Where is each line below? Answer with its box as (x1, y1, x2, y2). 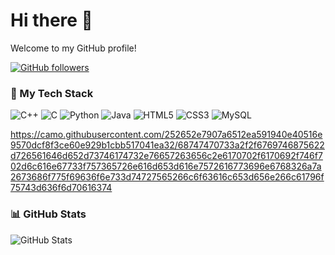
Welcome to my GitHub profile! (10, 42, 137, 54)
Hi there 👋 (10, 9, 93, 32)
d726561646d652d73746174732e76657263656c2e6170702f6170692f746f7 (10, 150, 323, 162)
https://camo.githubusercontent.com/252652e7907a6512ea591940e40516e (10, 129, 323, 141)
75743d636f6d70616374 (10, 182, 113, 194)
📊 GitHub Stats (10, 207, 87, 221)
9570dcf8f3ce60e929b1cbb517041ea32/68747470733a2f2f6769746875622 (10, 139, 325, 151)
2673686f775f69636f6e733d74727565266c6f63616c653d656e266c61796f (10, 171, 325, 183)
